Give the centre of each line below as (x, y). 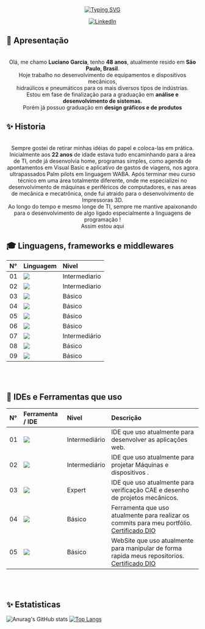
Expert (76, 490)
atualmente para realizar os (150, 515)
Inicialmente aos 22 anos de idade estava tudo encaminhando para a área (103, 154)
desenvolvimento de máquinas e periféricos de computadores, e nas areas (103, 187)
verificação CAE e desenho (150, 490)
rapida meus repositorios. (148, 556)
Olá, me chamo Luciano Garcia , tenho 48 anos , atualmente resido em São (103, 62)
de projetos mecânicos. (145, 498)
